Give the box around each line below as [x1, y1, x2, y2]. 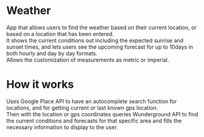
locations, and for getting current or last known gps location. [6, 104, 158, 111]
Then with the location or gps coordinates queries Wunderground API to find [6, 110, 199, 118]
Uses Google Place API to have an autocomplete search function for [6, 97, 177, 105]
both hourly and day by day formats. [6, 49, 97, 57]
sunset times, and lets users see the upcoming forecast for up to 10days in [6, 43, 194, 51]
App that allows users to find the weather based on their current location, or [6, 24, 197, 31]
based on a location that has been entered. [6, 30, 114, 37]
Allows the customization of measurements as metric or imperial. [6, 56, 169, 63]
